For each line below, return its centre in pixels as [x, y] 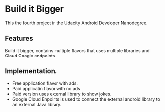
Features [19, 38]
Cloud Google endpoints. [30, 56]
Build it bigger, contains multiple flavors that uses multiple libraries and [77, 50]
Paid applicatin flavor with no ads [46, 88]
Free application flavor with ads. [45, 83]
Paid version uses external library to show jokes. [62, 94]
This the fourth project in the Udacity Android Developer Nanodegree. [76, 23]
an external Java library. [37, 104]
